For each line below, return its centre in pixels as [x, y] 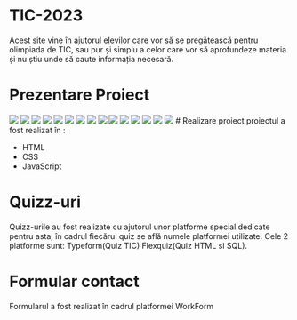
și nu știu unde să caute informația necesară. [92, 59]
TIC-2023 [46, 16]
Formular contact [74, 282]
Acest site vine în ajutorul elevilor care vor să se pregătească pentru [134, 40]
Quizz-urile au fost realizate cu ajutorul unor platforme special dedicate [140, 227]
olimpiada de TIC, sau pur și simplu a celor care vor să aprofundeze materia [148, 49]
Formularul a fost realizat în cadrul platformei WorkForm [112, 306]
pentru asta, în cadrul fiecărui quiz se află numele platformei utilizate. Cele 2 [149, 236]
